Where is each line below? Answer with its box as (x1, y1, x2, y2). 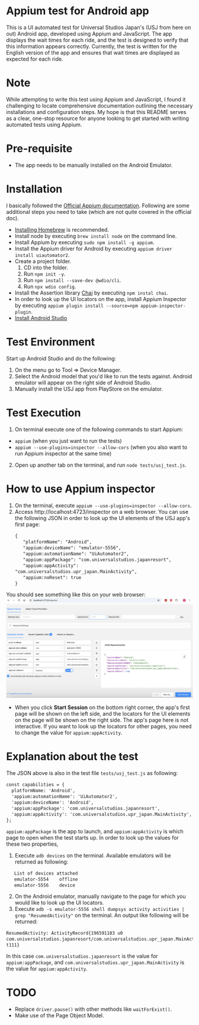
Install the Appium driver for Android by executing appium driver (14, 245, 173, 252)
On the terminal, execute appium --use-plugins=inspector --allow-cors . (14, 502, 192, 509)
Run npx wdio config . (23, 283, 76, 290)
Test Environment (6, 335, 95, 349)
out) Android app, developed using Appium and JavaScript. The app (6, 30, 173, 37)
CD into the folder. (23, 264, 68, 271)
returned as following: (14, 858, 69, 865)
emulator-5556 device (14, 882, 76, 888)
